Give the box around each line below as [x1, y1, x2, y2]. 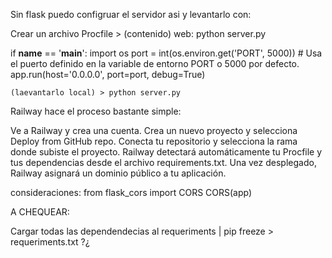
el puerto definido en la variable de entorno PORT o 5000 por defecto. [10, 58, 300, 69]
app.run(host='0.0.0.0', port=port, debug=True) [10, 69, 206, 80]
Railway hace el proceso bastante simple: [10, 105, 182, 117]
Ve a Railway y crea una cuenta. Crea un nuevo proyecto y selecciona [10, 125, 298, 136]
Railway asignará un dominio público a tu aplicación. [10, 167, 227, 179]
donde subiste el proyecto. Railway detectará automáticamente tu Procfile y [10, 146, 323, 158]
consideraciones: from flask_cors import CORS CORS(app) [10, 187, 253, 198]
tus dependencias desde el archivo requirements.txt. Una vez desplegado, [10, 157, 317, 168]
